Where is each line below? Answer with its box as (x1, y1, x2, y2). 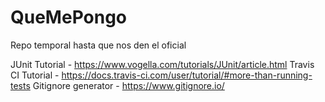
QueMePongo (10, 6, 128, 29)
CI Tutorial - (10, 69, 60, 81)
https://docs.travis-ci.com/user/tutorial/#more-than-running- (61, 69, 313, 81)
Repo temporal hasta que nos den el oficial (10, 39, 187, 51)
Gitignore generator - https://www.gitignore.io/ (32, 79, 225, 91)
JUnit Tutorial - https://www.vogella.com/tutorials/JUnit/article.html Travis (10, 58, 315, 70)
